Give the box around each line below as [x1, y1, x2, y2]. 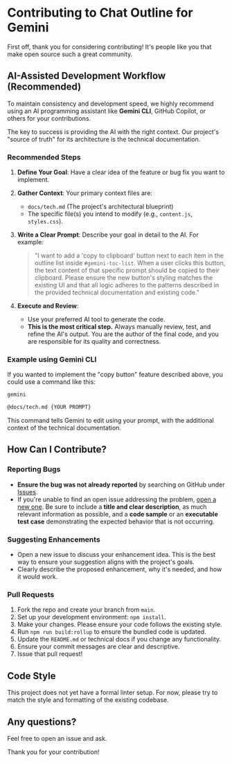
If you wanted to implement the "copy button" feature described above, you [7, 370, 223, 379]
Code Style [7, 670, 56, 682]
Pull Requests [7, 590, 55, 599]
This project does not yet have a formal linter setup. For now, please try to [7, 689, 218, 697]
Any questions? [7, 716, 77, 728]
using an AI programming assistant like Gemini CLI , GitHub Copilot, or [7, 106, 206, 115]
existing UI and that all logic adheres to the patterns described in [34, 281, 220, 290]
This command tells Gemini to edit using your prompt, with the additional [7, 417, 215, 425]
